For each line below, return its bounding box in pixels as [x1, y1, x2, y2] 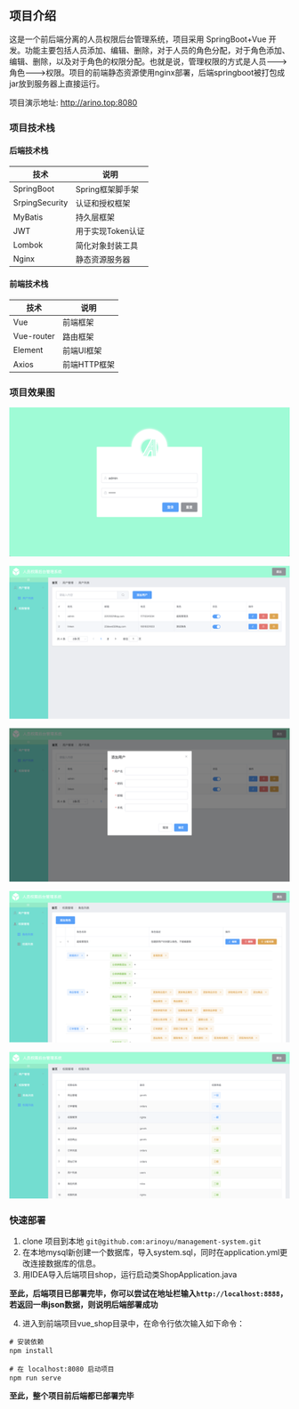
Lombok [12, 239, 44, 251]
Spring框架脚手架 [75, 183, 140, 194]
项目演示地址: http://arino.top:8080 [9, 97, 138, 108]
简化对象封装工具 [75, 239, 139, 251]
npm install [9, 1347, 53, 1356]
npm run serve [9, 1373, 62, 1383]
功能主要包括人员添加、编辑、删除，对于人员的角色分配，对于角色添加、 [24, 44, 290, 55]
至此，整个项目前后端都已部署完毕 [9, 1390, 134, 1401]
